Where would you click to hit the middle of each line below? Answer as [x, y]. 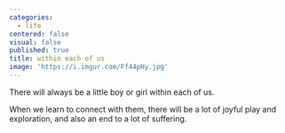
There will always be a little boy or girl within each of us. [112, 92]
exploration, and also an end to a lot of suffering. [98, 118]
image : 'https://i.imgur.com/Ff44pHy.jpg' [89, 67]
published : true [39, 51]
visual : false [36, 42]
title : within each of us [57, 59]
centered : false [39, 34]
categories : [31, 17]
